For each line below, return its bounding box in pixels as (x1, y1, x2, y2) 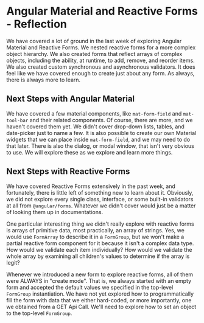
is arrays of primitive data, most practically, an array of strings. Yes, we (6, 226, 185, 234)
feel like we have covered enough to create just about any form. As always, (6, 69, 195, 77)
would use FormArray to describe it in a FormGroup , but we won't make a (6, 233, 185, 240)
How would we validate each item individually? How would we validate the (6, 246, 192, 253)
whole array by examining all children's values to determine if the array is (6, 252, 190, 260)
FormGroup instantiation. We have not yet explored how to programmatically (6, 290, 194, 297)
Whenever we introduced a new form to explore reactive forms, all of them (6, 271, 194, 278)
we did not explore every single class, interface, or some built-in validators (6, 195, 194, 203)
